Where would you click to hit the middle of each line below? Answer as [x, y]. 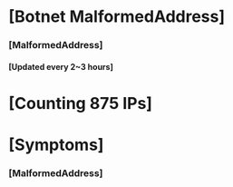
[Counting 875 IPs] [81, 103]
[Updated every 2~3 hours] [61, 66]
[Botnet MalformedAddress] [117, 17]
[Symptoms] [56, 145]
